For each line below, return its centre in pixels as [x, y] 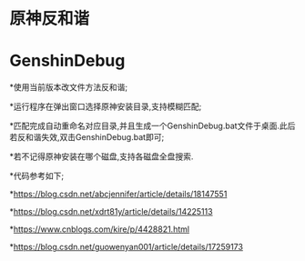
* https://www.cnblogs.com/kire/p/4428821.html [99, 229]
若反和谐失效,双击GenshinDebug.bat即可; [87, 137]
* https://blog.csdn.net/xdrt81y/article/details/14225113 [111, 212]
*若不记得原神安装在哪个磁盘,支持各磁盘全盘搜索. [102, 156]
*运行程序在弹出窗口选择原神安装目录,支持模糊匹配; [106, 106]
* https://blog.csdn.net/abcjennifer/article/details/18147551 [118, 194]
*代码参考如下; [37, 176]
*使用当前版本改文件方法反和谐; [69, 87]
